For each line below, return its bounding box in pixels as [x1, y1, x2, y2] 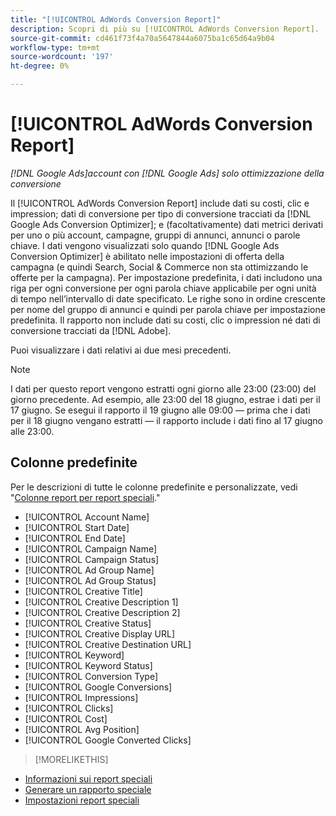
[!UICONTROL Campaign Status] [24, 553, 160, 565]
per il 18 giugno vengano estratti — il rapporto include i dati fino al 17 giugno [10, 414, 323, 426]
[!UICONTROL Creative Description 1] [24, 596, 179, 608]
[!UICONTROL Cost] [24, 712, 108, 725]
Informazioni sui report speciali [24, 772, 153, 785]
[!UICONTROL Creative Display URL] [24, 627, 176, 640]
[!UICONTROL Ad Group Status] [24, 574, 157, 586]
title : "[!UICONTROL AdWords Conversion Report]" [10, 14, 222, 25]
